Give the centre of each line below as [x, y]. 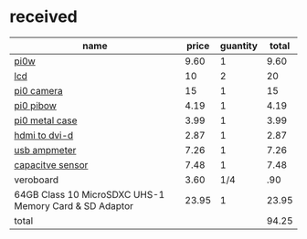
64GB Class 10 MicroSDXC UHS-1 [90, 194]
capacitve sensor [51, 164]
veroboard [37, 180]
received [43, 17]
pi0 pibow [36, 105]
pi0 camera [38, 90]
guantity [239, 46]
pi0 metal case [46, 120]
